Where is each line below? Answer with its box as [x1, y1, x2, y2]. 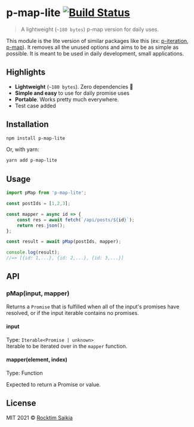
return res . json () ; [17, 222, 66, 228]
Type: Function [6, 370, 43, 377]
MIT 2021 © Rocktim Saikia [6, 414, 73, 421]
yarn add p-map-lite [6, 157, 58, 163]
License [6, 398, 36, 409]
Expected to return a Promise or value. [6, 381, 101, 388]
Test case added [14, 102, 57, 109]
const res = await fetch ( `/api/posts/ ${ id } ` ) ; [17, 216, 135, 223]
